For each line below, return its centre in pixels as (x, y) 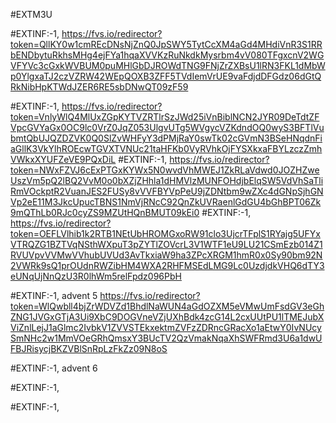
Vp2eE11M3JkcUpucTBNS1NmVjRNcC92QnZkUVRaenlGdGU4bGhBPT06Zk (166, 202)
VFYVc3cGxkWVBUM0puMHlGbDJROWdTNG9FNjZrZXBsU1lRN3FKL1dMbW (168, 65)
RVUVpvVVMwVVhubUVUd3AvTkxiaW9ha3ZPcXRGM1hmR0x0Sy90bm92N (166, 255)
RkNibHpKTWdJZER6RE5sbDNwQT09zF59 (99, 87)
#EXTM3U (31, 14)
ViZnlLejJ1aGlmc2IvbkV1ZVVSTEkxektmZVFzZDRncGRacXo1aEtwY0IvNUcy (166, 327)
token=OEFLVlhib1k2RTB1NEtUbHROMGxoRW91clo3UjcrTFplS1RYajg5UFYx (165, 233)
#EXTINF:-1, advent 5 (54, 295)
